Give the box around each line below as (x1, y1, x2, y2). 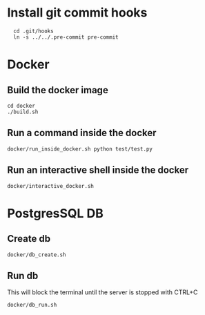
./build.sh (7, 108, 39, 115)
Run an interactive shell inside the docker (7, 164, 188, 176)
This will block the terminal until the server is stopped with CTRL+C (7, 288, 198, 296)
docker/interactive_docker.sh (7, 182, 95, 189)
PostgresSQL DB (7, 205, 104, 221)
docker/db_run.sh (7, 302, 57, 309)
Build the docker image (7, 84, 108, 96)
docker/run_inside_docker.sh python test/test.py (7, 145, 153, 153)
